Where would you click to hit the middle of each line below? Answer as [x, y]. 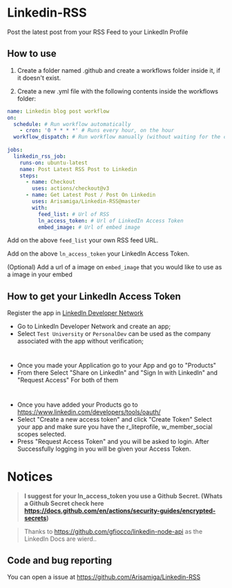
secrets [35, 518]
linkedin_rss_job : [40, 156]
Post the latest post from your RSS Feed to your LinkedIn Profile [98, 32]
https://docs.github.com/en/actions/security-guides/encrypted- [120, 510]
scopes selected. [41, 434]
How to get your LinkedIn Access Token [94, 296]
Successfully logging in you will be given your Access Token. [104, 449]
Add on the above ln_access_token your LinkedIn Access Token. [98, 253]
